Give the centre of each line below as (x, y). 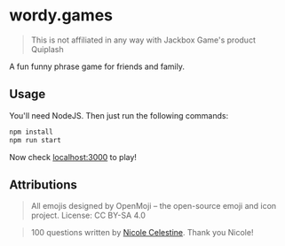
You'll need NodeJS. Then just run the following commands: (119, 115)
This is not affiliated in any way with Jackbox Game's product (143, 40)
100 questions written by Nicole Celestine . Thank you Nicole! (142, 233)
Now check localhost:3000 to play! (73, 157)
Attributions (44, 184)
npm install (31, 132)
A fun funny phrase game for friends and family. (97, 66)
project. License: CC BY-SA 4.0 (88, 215)
